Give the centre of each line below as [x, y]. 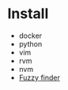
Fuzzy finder [39, 77]
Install [28, 14]
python [30, 43]
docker [30, 36]
